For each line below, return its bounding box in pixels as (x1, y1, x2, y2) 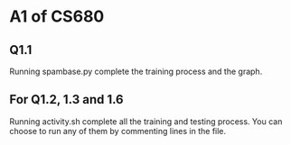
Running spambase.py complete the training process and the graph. (9, 66, 263, 77)
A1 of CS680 (9, 6, 105, 27)
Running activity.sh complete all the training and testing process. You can (9, 115, 283, 127)
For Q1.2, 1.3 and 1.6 (9, 92, 124, 107)
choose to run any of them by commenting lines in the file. (9, 125, 227, 136)
